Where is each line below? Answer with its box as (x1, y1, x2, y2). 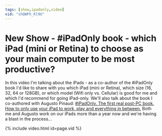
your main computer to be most (5, 53, 135, 64)
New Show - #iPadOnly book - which (5, 33, 157, 44)
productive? (5, 64, 55, 75)
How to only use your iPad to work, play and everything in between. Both (5, 106, 152, 112)
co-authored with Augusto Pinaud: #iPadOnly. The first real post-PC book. (5, 100, 155, 106)
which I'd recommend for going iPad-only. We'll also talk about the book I (5, 96, 153, 101)
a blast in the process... (5, 116, 52, 122)
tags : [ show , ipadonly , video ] (5, 7, 64, 12)
